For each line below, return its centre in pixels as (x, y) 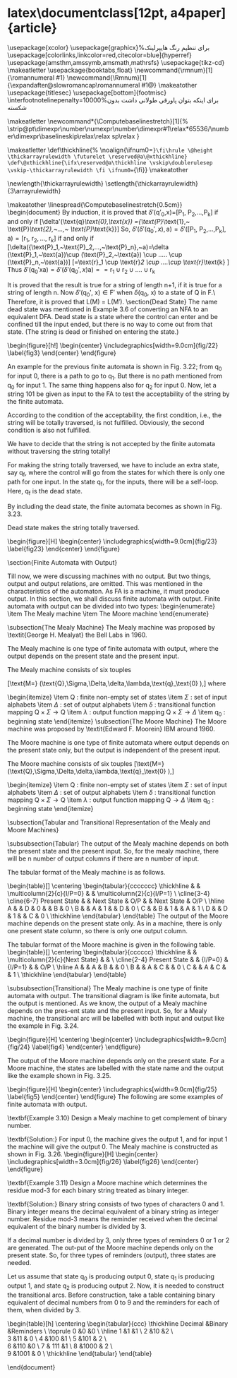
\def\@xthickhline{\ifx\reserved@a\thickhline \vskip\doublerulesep (110, 163)
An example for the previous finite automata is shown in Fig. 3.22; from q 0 (115, 367)
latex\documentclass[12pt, (87, 13)
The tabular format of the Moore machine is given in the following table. (111, 945)
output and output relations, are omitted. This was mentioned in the (105, 583)
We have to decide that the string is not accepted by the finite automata (111, 444)
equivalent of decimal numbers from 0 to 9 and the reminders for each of (114, 1302)
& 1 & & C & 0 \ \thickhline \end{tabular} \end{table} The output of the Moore (118, 916)
